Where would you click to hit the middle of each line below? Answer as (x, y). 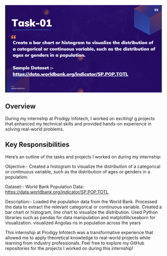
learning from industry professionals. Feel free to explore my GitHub (75, 243)
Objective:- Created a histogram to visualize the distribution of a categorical (83, 166)
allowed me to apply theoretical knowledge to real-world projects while (78, 238)
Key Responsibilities (37, 145)
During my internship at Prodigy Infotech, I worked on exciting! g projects (80, 118)
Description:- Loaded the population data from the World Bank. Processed (81, 201)
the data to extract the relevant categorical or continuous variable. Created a (83, 207)
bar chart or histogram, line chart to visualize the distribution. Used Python (82, 212)
